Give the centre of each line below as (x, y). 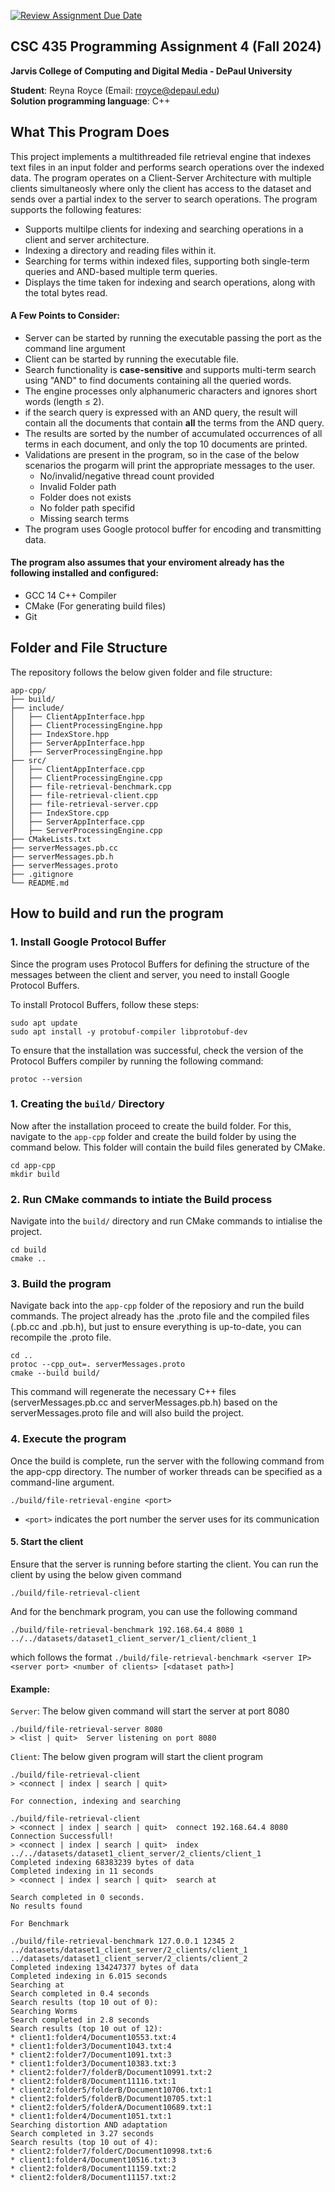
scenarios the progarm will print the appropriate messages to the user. (170, 465)
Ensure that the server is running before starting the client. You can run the (164, 1564)
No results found (46, 1906)
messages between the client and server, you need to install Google (150, 974)
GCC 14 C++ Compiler (70, 596)
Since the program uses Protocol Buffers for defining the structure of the (160, 964)
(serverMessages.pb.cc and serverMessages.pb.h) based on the (144, 1402)
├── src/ (28, 760)
